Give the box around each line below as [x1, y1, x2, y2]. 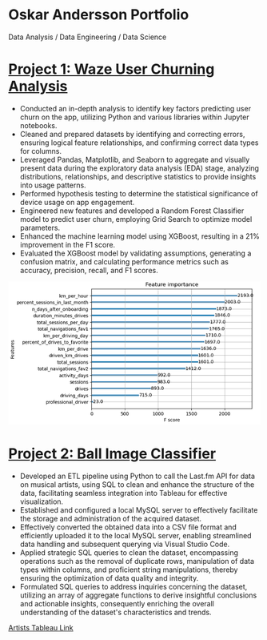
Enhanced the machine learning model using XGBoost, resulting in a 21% [19, 231, 260, 241]
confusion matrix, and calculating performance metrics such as [19, 256, 229, 266]
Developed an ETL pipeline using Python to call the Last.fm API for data [19, 471, 256, 481]
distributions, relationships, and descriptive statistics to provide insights [19, 171, 257, 181]
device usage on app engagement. [19, 197, 135, 207]
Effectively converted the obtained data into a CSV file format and [19, 522, 237, 532]
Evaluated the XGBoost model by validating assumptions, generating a [19, 248, 252, 258]
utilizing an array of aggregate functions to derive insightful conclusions [19, 590, 257, 600]
